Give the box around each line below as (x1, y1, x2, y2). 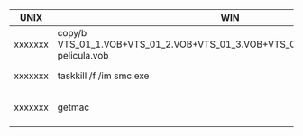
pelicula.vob (57, 50, 109, 61)
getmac (57, 101, 90, 113)
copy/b (57, 27, 87, 39)
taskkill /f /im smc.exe (57, 69, 150, 82)
